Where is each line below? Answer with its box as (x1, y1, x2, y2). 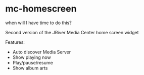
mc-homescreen (5, 3, 77, 15)
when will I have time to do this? (5, 20, 72, 26)
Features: (5, 39, 25, 45)
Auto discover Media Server (12, 49, 71, 55)
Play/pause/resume (12, 59, 53, 65)
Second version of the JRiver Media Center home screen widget (5, 29, 139, 35)
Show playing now (12, 54, 52, 60)
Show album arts (12, 65, 48, 71)
